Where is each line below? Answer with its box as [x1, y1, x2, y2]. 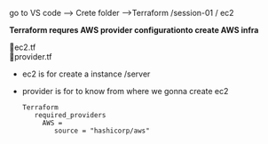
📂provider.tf [9, 52, 52, 61]
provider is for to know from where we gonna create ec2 [21, 86, 229, 96]
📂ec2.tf [9, 42, 36, 52]
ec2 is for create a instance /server [21, 68, 151, 79]
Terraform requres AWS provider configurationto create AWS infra [9, 25, 259, 35]
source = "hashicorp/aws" [54, 126, 150, 135]
